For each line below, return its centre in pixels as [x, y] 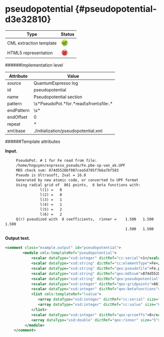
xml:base [16, 131]
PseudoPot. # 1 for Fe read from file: [56, 161]
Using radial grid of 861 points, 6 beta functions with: [78, 185]
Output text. [18, 238]
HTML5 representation [30, 53]
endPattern [18, 111]
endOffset [17, 117]
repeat [14, 124]
